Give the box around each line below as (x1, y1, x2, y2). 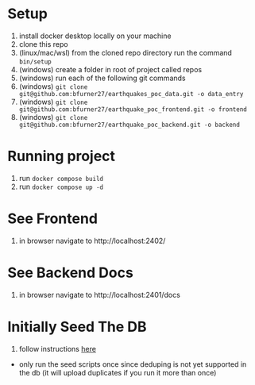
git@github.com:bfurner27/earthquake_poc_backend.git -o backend (18, 121, 240, 129)
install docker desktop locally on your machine (18, 31, 172, 40)
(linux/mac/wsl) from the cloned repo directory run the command (18, 48, 232, 57)
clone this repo (18, 39, 68, 48)
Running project (7, 148, 116, 165)
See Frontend (7, 210, 99, 228)
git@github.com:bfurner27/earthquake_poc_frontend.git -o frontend (18, 105, 247, 114)
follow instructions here (18, 344, 97, 353)
